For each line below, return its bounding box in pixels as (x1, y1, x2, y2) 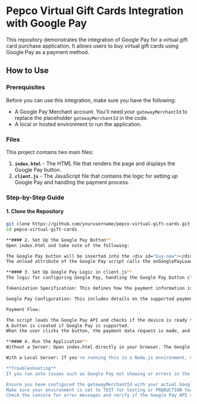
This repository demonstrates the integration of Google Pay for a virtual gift (6, 36, 188, 43)
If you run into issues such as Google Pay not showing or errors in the (6, 370, 191, 377)
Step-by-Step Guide (6, 193, 64, 201)
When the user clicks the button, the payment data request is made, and (6, 328, 191, 334)
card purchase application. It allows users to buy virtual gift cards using (6, 42, 179, 49)
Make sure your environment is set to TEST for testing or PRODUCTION (6, 387, 182, 393)
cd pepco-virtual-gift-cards (6, 226, 77, 232)
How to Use (6, 66, 49, 76)
